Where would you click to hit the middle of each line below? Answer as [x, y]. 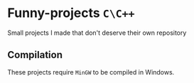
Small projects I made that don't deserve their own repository [97, 33]
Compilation [35, 55]
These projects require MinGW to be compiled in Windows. [91, 72]
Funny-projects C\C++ [71, 13]
